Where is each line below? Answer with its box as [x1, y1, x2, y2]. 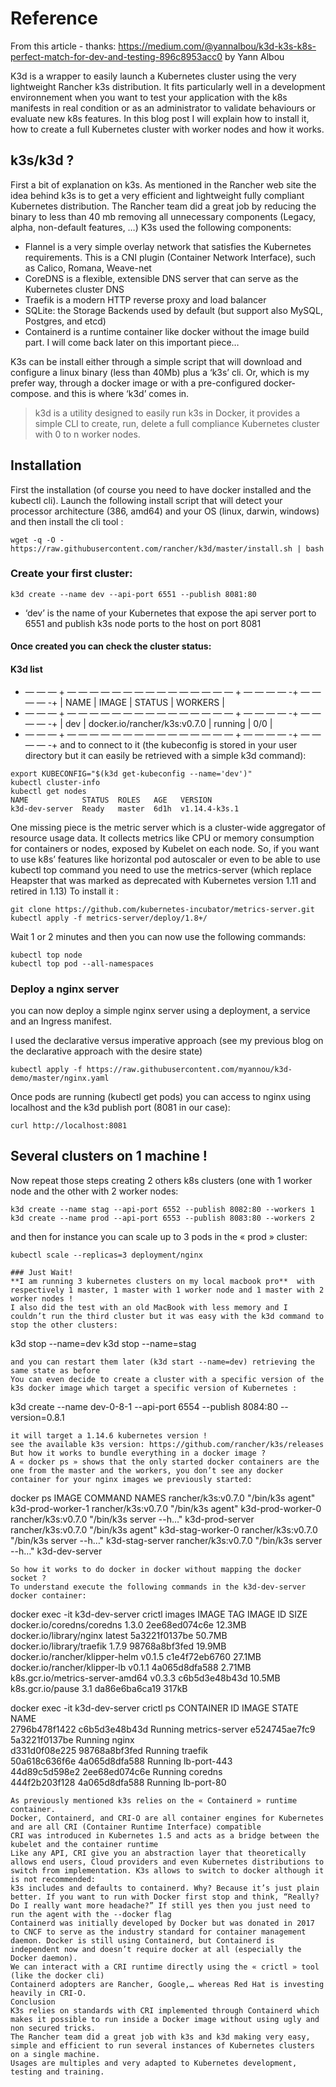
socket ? [10, 1573, 47, 1583]
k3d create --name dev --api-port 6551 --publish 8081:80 [10, 589, 257, 599]
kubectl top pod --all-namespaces [10, 958, 155, 969]
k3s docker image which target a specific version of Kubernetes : [10, 1383, 298, 1393]
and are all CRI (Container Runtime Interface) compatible [10, 1822, 262, 1832]
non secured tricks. [10, 2023, 97, 2033]
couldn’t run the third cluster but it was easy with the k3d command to [10, 1311, 325, 1321]
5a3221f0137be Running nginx [10, 1733, 135, 1746]
